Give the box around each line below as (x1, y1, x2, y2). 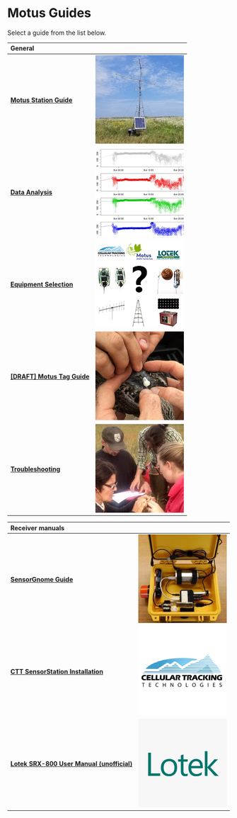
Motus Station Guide (10, 96, 73, 104)
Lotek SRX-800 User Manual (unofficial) (10, 760, 133, 768)
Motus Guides (7, 5, 92, 21)
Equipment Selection (10, 280, 74, 288)
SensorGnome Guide (10, 575, 74, 583)
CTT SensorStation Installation (10, 668, 104, 676)
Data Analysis (10, 188, 53, 196)
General (10, 44, 35, 52)
